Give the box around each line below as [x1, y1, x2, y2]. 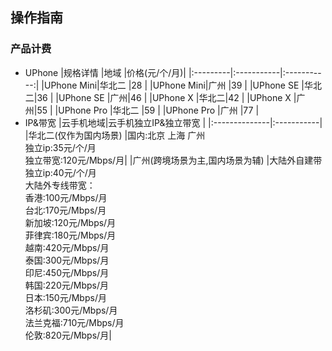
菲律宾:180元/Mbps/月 [24, 229, 117, 241]
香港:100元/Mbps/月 [24, 191, 108, 203]
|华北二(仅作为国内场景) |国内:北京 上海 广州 [24, 129, 206, 141]
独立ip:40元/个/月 [24, 166, 97, 178]
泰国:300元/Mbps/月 [24, 254, 110, 266]
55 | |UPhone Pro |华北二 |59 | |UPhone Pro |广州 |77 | [36, 104, 260, 116]
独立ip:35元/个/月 [24, 141, 97, 153]
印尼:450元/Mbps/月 [24, 266, 110, 278]
